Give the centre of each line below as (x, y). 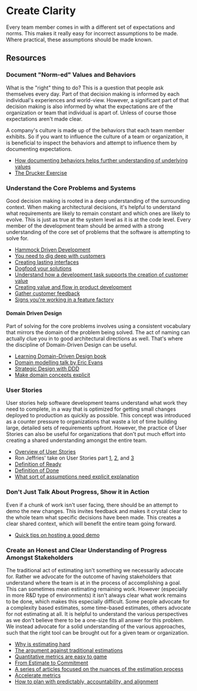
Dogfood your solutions (43, 268)
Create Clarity (41, 11)
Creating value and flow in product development (73, 287)
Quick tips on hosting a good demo (57, 535)
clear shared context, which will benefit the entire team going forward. (91, 524)
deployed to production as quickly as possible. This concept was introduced (98, 415)
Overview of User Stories (45, 452)
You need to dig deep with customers (60, 256)
